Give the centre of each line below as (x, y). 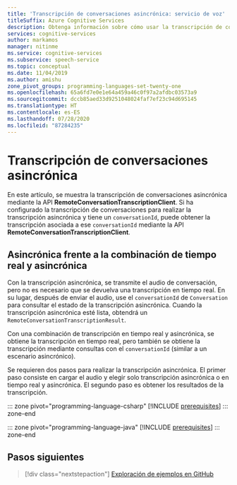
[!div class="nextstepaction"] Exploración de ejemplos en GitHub (119, 474)
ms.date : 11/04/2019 (38, 73)
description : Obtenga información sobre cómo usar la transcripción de (115, 27)
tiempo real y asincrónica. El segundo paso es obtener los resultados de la (116, 385)
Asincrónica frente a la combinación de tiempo (112, 255)
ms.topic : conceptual (39, 66)
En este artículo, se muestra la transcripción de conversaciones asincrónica (117, 195)
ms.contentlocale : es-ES (44, 112)
